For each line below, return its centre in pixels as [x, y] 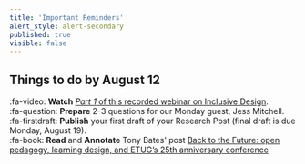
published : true [40, 34]
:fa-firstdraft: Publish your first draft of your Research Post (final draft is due [152, 121]
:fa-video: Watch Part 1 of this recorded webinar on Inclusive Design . [139, 101]
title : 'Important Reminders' [67, 18]
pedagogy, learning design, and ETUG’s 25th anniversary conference [139, 150]
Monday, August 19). [48, 130]
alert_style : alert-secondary [67, 26]
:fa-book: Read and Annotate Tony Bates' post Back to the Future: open [145, 140]
